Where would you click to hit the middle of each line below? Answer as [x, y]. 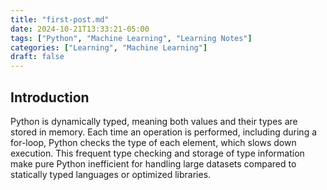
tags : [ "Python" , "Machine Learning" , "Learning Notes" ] [131, 38]
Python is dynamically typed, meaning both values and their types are [154, 121]
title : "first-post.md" [60, 19]
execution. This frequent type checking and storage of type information [157, 153]
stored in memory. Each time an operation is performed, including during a [164, 132]
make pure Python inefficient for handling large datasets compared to [153, 163]
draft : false [37, 57]
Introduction [50, 97]
